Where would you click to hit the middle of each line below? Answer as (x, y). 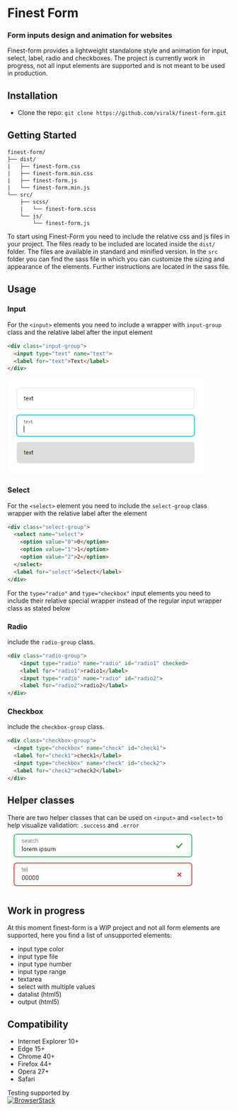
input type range (42, 972)
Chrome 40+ (36, 1056)
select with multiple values (56, 987)
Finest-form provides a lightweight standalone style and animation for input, (118, 50)
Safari (26, 1079)
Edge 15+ (31, 1049)
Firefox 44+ (35, 1064)
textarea (30, 979)
